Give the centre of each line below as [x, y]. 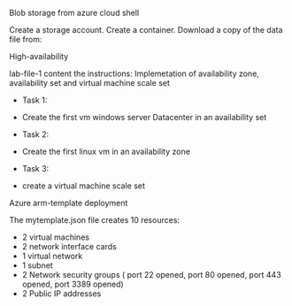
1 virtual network [52, 256]
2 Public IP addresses [61, 294]
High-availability [39, 56]
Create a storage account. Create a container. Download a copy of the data [146, 30]
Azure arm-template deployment [69, 203]
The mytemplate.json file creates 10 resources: [94, 220]
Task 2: [35, 134]
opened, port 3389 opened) [73, 284]
